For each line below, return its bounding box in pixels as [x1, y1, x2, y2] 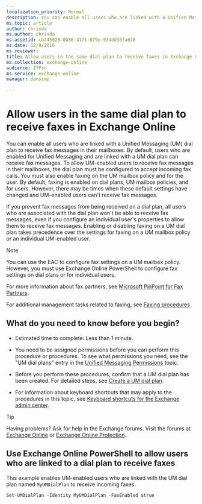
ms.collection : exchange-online [6, 59, 87, 65]
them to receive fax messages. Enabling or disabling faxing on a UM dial [6, 222, 185, 230]
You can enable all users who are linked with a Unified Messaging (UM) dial [6, 140, 194, 148]
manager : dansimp [6, 76, 50, 82]
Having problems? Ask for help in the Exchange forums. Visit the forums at [6, 424, 191, 432]
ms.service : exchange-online [6, 71, 79, 77]
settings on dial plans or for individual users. [6, 271, 116, 279]
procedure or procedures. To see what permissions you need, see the [14, 352, 188, 359]
